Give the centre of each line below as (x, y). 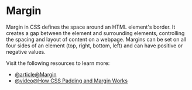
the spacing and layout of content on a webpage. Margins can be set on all (96, 39)
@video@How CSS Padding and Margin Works (71, 81)
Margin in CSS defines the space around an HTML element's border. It (91, 27)
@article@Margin (35, 74)
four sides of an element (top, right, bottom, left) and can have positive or (95, 46)
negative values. (26, 51)
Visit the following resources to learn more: (58, 63)
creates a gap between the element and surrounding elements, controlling (95, 33)
